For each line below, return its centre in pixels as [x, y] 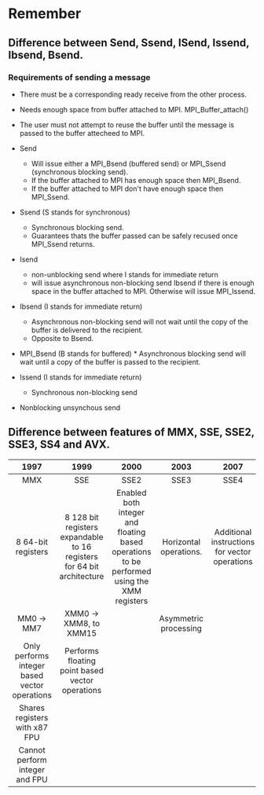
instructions [233, 541]
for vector [233, 551]
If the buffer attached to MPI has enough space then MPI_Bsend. [136, 180]
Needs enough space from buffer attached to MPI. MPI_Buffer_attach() [134, 109]
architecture [82, 576]
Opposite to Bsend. [62, 338]
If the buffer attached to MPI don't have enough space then [127, 189]
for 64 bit [82, 566]
